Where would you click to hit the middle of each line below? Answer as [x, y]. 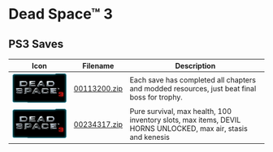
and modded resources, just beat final [193, 89]
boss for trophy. [156, 97]
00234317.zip [98, 124]
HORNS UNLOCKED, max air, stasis [188, 129]
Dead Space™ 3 [61, 14]
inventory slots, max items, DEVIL [185, 120]
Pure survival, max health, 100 [180, 112]
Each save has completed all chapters [193, 80]
